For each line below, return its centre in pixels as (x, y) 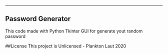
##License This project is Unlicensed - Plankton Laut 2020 (66, 46)
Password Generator (38, 19)
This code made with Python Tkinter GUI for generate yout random (74, 31)
